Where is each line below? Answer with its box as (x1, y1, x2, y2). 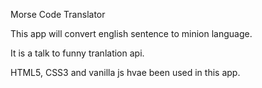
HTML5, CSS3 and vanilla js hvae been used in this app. (10, 67, 241, 78)
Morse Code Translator (10, 9, 106, 20)
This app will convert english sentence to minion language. (10, 28, 253, 39)
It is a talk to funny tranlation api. (10, 47, 145, 59)
